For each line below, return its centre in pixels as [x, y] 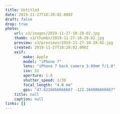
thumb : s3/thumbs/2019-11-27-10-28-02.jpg [59, 38]
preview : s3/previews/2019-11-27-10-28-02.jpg [64, 43]
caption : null [29, 99]
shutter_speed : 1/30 [45, 80]
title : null [27, 94]
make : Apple [36, 57]
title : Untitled [22, 10]
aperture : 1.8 [38, 76]
